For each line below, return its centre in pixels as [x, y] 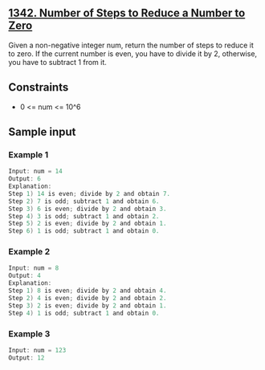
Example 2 [29, 252]
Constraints [39, 87]
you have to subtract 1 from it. [57, 62]
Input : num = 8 [34, 268]
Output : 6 [25, 179]
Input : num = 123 [37, 350]
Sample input [42, 132]
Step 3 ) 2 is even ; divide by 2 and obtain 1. [88, 305]
